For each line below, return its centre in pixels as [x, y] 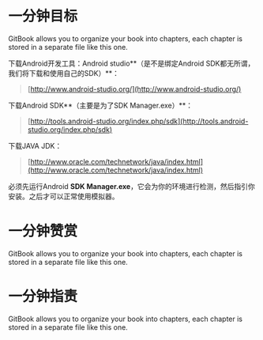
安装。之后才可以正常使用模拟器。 [64, 196]
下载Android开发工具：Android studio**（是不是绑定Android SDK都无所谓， [131, 63]
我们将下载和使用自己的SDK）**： [64, 73]
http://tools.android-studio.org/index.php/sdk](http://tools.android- [139, 121]
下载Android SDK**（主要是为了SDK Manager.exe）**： [101, 105]
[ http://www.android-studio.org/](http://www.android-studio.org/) [134, 89]
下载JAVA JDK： [35, 145]
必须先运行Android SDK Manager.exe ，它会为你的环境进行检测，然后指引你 [131, 186]
